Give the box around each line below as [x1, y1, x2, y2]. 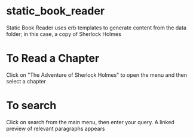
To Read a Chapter [6, 52, 100, 65]
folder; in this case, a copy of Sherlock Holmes [6, 30, 121, 37]
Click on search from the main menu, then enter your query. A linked [6, 118, 174, 125]
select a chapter [6, 77, 47, 85]
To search [6, 99, 57, 112]
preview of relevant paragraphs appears [6, 125, 105, 132]
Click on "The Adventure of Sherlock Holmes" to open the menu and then [6, 71, 187, 79]
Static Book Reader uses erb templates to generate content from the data [6, 24, 187, 31]
